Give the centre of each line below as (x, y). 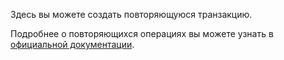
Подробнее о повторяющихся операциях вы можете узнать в (142, 33)
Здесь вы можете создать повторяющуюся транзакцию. (131, 14)
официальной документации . (72, 44)
